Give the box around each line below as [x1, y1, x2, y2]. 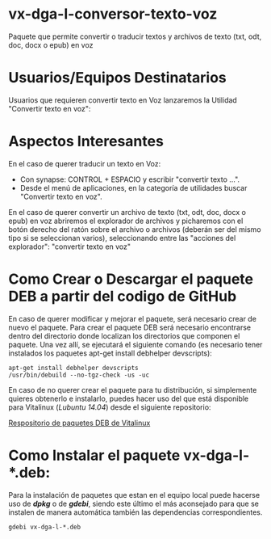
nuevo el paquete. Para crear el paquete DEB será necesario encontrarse [8, 322, 252, 332]
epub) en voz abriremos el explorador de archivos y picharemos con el [8, 216, 244, 225]
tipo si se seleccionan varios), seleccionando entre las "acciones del [8, 233, 236, 242]
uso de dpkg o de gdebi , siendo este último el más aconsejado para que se [8, 499, 260, 508]
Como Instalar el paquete [8, 446, 181, 465]
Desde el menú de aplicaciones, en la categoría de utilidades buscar [19, 183, 248, 192]
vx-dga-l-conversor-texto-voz [8, 5, 218, 23]
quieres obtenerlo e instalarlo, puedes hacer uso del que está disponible [8, 394, 249, 403]
